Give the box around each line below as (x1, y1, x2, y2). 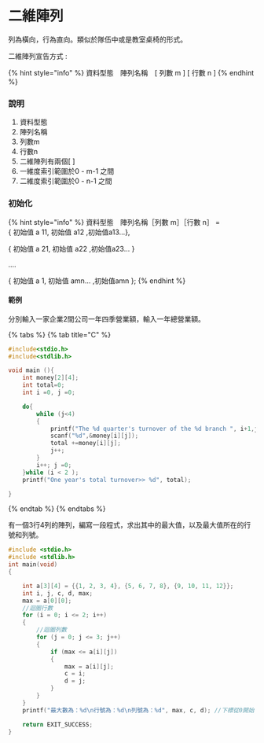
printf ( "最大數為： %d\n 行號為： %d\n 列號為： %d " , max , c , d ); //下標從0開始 (22, 706, 255, 714)
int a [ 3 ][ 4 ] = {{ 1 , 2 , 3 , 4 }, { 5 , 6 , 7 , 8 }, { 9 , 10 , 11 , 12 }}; (22, 582, 234, 590)
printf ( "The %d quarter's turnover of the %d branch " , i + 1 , (49, 425, 255, 432)
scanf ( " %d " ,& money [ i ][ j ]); (49, 432, 139, 440)
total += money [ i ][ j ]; (49, 440, 122, 447)
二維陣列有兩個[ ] (19, 156, 75, 166)
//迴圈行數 (22, 604, 53, 612)
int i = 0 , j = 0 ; (22, 388, 76, 397)
